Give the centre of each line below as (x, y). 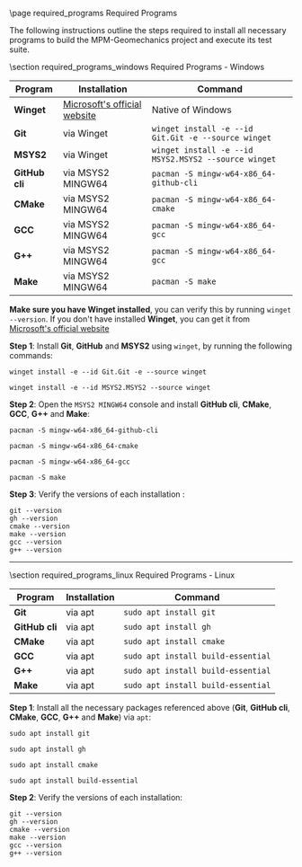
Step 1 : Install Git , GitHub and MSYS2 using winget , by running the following (151, 346)
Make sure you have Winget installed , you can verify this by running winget (151, 310)
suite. (19, 49)
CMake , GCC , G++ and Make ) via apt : (80, 717)
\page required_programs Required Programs (93, 13)
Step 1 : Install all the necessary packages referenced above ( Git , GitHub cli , (150, 708)
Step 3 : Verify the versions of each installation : (98, 494)
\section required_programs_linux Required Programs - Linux (122, 575)
